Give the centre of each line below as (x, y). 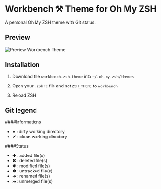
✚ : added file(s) (28, 155)
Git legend (21, 110)
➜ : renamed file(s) (31, 176)
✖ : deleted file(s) (30, 161)
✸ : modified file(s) (31, 166)
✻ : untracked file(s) (32, 171)
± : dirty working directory (38, 132)
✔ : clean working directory (39, 137)
